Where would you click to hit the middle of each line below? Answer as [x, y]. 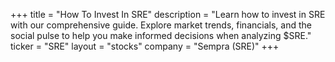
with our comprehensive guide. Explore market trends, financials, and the [161, 25]
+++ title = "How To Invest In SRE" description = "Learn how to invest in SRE [168, 14]
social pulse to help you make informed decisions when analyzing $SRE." [161, 35]
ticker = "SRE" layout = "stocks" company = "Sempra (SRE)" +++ [145, 46]
